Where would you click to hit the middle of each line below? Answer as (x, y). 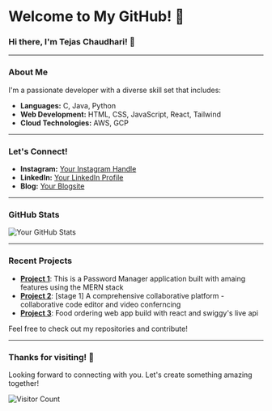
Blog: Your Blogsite (52, 186)
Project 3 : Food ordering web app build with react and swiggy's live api (139, 313)
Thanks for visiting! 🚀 (51, 357)
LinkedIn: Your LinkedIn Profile (72, 178)
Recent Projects (40, 261)
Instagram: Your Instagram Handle (78, 169)
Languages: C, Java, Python (68, 105)
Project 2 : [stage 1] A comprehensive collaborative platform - (122, 295)
